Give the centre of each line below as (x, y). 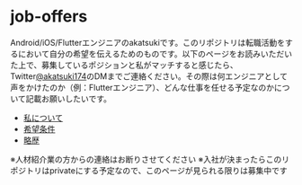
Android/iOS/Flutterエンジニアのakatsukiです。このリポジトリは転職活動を (148, 42)
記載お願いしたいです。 (68, 98)
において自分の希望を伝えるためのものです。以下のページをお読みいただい (155, 53)
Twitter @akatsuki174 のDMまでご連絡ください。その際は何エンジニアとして (149, 76)
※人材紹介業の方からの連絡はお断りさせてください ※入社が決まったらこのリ (150, 159)
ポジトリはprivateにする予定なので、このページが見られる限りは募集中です (149, 170)
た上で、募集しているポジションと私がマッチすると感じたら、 (124, 65)
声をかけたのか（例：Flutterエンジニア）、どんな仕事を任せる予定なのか (142, 87)
